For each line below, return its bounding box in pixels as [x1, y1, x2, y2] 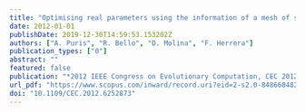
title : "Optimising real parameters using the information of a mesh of [9, 13, 290, 23]
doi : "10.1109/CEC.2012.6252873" [9, 89, 136, 98]
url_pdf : [9, 80, 43, 89]
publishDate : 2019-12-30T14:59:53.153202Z [9, 30, 172, 39]
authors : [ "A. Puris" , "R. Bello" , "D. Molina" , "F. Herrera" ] [9, 38, 254, 48]
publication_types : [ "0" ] [9, 47, 107, 56]
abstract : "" [9, 55, 59, 64]
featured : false [9, 64, 71, 73]
